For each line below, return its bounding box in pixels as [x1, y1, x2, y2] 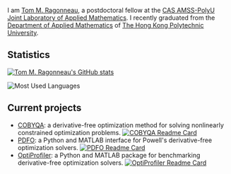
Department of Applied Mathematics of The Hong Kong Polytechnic [7, 21, 204, 29]
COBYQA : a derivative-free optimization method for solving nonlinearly [17, 120, 225, 129]
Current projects [7, 102, 82, 114]
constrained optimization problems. [17, 128, 122, 137]
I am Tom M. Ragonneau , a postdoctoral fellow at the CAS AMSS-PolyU [7, 6, 215, 14]
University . [7, 28, 39, 37]
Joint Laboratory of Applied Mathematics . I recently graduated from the [7, 13, 215, 22]
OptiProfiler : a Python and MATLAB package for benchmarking [17, 151, 201, 159]
